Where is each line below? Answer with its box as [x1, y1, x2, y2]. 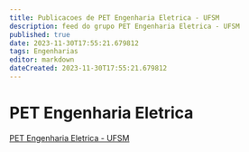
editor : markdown [9, 55, 75, 64]
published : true [9, 30, 70, 39]
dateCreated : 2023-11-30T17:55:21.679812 [9, 64, 168, 73]
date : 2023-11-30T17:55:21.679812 [9, 38, 140, 48]
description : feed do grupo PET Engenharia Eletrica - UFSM [9, 22, 241, 31]
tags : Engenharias [9, 47, 78, 56]
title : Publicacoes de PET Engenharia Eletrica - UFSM [9, 13, 220, 23]
